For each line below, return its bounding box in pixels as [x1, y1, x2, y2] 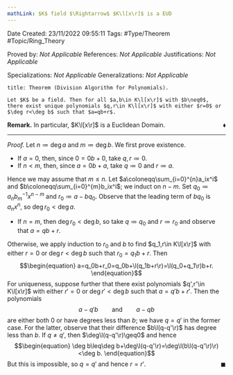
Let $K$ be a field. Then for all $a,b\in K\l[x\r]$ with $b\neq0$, [7, 96, 209, 103]
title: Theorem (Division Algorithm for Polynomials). [7, 84, 169, 91]
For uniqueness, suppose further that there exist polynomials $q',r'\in [7, 279, 205, 288]
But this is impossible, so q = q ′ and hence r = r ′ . [7, 360, 146, 368]
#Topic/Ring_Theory [7, 36, 65, 45]
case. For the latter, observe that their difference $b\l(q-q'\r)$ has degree [7, 323, 217, 331]
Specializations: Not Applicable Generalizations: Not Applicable [7, 71, 189, 79]
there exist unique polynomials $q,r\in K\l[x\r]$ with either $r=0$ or [7, 102, 222, 110]
